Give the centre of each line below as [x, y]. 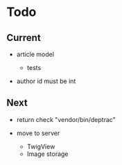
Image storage [47, 154]
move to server [38, 133]
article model [35, 54]
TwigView [41, 146]
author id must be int [46, 81]
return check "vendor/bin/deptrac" [66, 119]
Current [24, 38]
